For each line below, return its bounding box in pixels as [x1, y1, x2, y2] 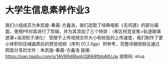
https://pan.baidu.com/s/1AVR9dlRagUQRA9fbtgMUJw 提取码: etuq [5, 53, 144, 59]
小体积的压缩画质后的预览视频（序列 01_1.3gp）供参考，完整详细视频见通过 [5, 40, 160, 46]
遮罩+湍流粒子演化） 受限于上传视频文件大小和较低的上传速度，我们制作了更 [5, 34, 163, 40]
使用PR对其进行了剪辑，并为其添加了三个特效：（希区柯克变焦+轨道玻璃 [14, 28, 161, 34]
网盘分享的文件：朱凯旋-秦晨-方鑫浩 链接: [5, 47, 91, 53]
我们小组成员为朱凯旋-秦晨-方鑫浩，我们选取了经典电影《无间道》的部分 [5, 22, 154, 28]
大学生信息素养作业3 [5, 4, 90, 16]
